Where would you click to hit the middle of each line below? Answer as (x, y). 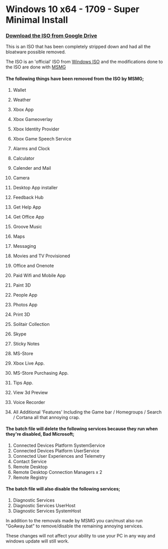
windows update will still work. (37, 541)
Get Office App (28, 217)
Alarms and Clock (31, 148)
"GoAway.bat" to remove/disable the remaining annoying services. (74, 526)
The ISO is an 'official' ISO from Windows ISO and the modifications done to (84, 62)
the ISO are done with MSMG (36, 67)
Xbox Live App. (29, 363)
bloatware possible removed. (36, 52)
